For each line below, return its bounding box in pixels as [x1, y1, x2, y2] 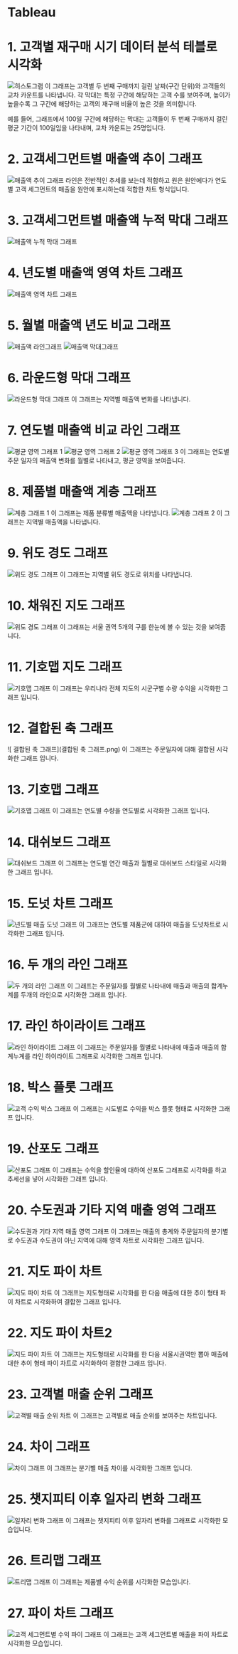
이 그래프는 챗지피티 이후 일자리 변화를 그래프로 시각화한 [65, 1516, 222, 1524]
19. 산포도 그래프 [7, 1141, 99, 1157]
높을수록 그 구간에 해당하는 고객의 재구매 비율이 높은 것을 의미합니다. [7, 100, 197, 108]
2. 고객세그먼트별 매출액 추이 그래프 [7, 151, 203, 167]
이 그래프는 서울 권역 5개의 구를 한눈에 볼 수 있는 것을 [59, 622, 207, 631]
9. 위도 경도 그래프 [7, 545, 109, 561]
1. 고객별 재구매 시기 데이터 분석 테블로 [7, 39, 218, 56]
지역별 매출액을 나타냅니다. [26, 517, 101, 526]
